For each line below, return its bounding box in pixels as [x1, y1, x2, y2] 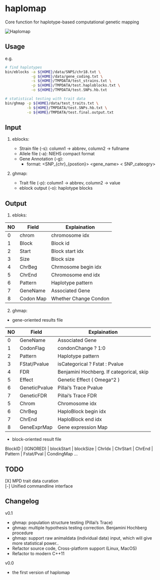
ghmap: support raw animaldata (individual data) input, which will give [12, 535, 152, 541]
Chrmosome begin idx [51, 264, 102, 271]
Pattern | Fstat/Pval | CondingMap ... [5, 451, 78, 457]
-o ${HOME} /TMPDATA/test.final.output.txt [26, 110, 114, 115]
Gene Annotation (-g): [19, 156, 64, 162]
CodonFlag [19, 345, 45, 352]
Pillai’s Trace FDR [57, 392, 97, 399]
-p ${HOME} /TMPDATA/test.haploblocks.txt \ [31, 83, 120, 88]
